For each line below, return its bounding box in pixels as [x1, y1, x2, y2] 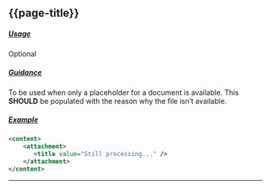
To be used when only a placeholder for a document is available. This [8, 88, 240, 97]
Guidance [8, 68, 42, 77]
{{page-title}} [8, 6, 80, 20]
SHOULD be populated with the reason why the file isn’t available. [8, 97, 227, 106]
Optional [8, 49, 37, 59]
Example [8, 114, 39, 124]
